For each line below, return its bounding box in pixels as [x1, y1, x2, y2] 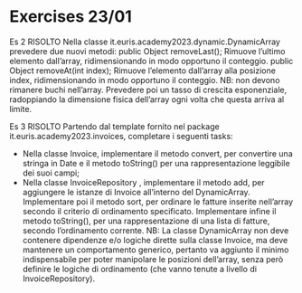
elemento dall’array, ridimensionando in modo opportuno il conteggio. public [9, 55, 294, 66]
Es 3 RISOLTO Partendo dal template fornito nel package [9, 120, 220, 132]
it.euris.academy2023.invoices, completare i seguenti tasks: [9, 130, 233, 141]
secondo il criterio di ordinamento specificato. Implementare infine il [22, 205, 277, 216]
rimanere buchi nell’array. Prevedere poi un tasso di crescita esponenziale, [9, 84, 288, 95]
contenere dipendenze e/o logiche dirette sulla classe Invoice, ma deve [22, 234, 288, 245]
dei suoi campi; [22, 167, 80, 178]
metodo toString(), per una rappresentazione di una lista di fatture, [22, 215, 270, 226]
